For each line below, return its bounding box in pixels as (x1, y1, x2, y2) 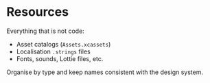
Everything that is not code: (6, 27, 85, 35)
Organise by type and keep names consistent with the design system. (6, 68, 204, 76)
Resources (6, 4, 69, 20)
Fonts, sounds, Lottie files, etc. (16, 54, 104, 62)
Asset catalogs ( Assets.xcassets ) (16, 40, 111, 48)
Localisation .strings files (16, 47, 91, 56)
